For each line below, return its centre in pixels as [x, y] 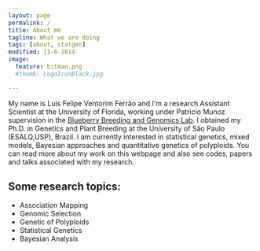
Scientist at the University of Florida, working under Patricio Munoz [117, 112]
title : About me [35, 30]
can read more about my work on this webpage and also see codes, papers [130, 153]
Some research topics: [65, 187]
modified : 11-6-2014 [42, 52]
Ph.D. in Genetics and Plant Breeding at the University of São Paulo [117, 128]
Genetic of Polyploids [54, 222]
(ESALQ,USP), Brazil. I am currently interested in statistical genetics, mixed [129, 137]
